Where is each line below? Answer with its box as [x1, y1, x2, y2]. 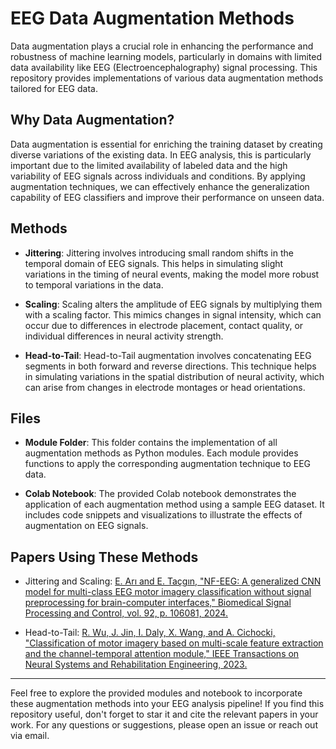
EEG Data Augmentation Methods [10, 7, 295, 30]
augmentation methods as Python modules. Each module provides [24, 447, 299, 459]
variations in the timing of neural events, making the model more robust [24, 268, 320, 280]
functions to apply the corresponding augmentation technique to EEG [24, 458, 312, 470]
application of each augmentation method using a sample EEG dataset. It [24, 498, 325, 511]
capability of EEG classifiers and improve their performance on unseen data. [10, 191, 325, 203]
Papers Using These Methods [10, 548, 199, 566]
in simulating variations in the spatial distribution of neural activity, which [24, 370, 325, 382]
